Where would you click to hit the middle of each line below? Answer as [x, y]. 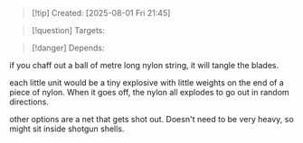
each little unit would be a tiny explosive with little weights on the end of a [147, 83]
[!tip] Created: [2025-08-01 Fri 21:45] [101, 13]
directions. [29, 102]
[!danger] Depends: [68, 48]
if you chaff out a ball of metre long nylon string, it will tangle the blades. [144, 65]
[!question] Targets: [68, 30]
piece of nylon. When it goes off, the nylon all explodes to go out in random [149, 92]
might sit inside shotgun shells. [67, 129]
